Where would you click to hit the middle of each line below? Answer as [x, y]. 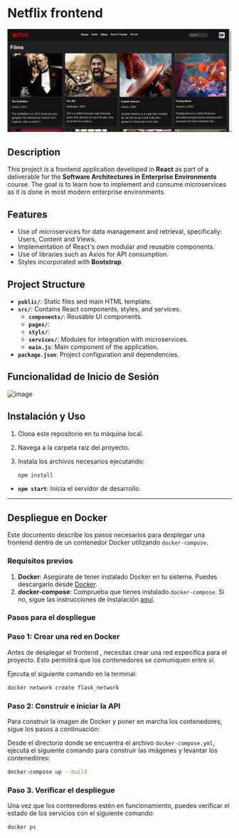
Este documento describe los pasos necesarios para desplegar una [106, 535]
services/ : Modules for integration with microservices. [108, 339]
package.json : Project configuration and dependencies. [99, 354]
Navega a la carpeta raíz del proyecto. [74, 448]
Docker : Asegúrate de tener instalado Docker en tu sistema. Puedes [117, 576]
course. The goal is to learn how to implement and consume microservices [117, 185]
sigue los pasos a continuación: [54, 729]
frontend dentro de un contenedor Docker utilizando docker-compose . [108, 542]
